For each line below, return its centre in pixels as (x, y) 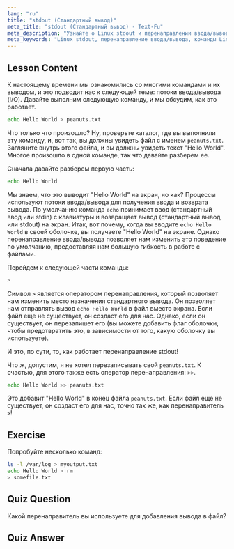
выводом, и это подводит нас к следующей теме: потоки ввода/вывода (114, 92)
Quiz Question (39, 499)
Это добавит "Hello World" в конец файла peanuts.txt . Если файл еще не (115, 399)
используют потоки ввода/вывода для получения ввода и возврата (108, 202)
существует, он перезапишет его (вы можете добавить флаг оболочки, (113, 323)
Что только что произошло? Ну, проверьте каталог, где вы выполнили (111, 132)
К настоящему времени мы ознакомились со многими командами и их (114, 84)
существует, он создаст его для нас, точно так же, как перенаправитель (116, 405)
